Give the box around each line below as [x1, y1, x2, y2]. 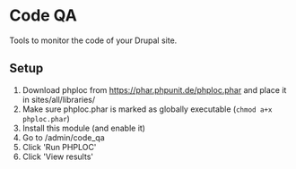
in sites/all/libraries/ [22, 94, 96, 105]
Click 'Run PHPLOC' [22, 141, 97, 152]
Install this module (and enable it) [22, 123, 146, 133]
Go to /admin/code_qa [22, 131, 105, 143]
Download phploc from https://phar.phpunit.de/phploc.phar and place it [22, 84, 287, 95]
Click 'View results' [22, 151, 94, 162]
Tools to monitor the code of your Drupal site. [9, 35, 178, 46]
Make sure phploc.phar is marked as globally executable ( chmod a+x [22, 104, 273, 114]
